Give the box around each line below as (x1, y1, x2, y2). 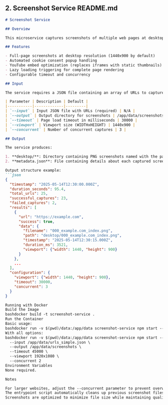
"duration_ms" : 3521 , (23, 242, 68, 247)
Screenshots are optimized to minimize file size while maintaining (5, 395, 151, 400)
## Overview (5, 26, 30, 32)
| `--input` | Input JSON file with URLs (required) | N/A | (5, 109, 135, 114)
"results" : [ (9, 205, 37, 210)
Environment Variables (5, 363, 52, 368)
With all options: (5, 330, 43, 335)
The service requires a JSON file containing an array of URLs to (5, 90, 146, 95)
